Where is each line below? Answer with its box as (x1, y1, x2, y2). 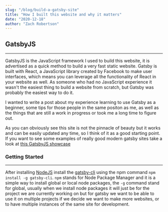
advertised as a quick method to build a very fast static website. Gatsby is (5, 63, 157, 69)
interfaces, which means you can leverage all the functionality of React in (5, 73, 156, 80)
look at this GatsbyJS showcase (5, 141, 71, 147)
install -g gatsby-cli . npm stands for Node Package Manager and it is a (5, 174, 156, 180)
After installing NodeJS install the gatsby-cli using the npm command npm (5, 169, 156, 175)
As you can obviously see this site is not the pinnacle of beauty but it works (5, 125, 161, 131)
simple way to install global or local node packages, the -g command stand (5, 180, 160, 186)
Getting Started (5, 153, 43, 160)
